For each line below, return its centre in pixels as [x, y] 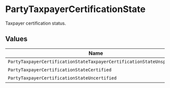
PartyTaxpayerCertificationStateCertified [60, 70]
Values [16, 39]
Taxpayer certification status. [36, 23]
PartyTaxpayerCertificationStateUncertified [62, 78]
